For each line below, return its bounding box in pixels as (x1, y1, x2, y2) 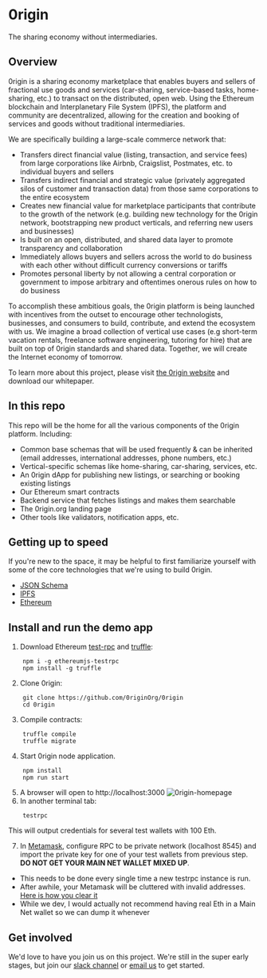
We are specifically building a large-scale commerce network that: (8, 134, 226, 144)
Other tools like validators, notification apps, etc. (19, 512, 179, 522)
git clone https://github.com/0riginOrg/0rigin (22, 694, 183, 702)
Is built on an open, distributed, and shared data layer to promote (19, 234, 234, 245)
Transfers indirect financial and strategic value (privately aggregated (19, 175, 245, 185)
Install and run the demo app (8, 621, 153, 634)
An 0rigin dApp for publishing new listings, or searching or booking (19, 470, 241, 479)
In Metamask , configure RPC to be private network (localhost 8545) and (19, 841, 257, 851)
